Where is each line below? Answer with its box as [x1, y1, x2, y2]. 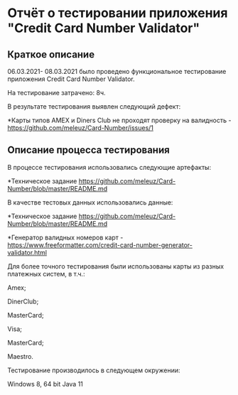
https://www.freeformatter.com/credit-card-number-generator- [7, 240, 193, 249]
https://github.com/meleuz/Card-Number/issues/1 [7, 124, 154, 132]
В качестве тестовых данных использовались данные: [7, 197, 173, 207]
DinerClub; [7, 297, 39, 305]
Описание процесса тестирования [7, 144, 171, 156]
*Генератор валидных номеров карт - [7, 233, 124, 242]
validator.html [7, 248, 48, 256]
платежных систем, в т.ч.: [7, 269, 85, 278]
